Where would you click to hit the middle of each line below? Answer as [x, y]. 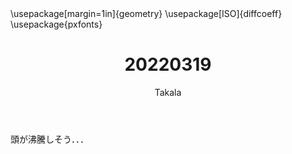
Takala [168, 92]
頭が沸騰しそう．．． [49, 139]
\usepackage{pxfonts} [56, 24]
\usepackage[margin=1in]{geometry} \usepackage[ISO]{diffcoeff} [146, 13]
